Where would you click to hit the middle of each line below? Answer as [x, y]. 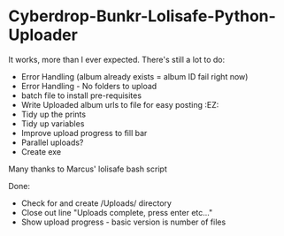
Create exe [41, 151]
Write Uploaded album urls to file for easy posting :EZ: [120, 104]
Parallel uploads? [52, 142]
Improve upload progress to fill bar [84, 133]
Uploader [43, 35]
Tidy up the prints [53, 114]
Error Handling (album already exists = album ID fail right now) [134, 76]
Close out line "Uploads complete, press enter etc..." [117, 212]
